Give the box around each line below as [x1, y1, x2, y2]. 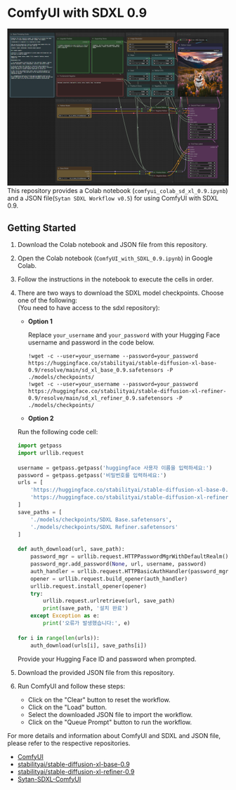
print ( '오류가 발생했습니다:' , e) [43, 620, 131, 627]
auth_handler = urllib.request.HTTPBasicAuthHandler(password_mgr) [30, 568, 232, 575]
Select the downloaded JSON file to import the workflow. [27, 710, 193, 718]
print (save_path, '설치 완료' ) [43, 605, 129, 612]
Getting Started [7, 222, 77, 234]
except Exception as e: [30, 612, 100, 620]
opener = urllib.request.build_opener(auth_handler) [30, 575, 188, 582]
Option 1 [27, 317, 53, 326]
